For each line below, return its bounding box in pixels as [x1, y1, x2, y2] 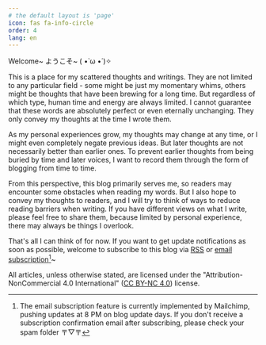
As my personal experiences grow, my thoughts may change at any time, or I [8, 130, 258, 140]
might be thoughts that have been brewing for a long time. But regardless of [8, 89, 256, 99]
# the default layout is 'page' [8, 11, 115, 20]
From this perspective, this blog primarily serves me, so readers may [8, 179, 232, 189]
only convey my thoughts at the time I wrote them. [8, 114, 172, 124]
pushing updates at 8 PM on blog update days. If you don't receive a [19, 309, 244, 319]
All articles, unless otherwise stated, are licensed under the [8, 270, 202, 279]
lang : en [8, 33, 37, 42]
